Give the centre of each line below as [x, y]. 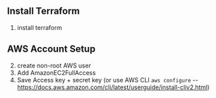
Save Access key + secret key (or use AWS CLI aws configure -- [107, 80]
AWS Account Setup [51, 49]
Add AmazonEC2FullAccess [56, 72]
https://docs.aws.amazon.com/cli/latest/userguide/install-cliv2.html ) [113, 87]
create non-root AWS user [54, 65]
